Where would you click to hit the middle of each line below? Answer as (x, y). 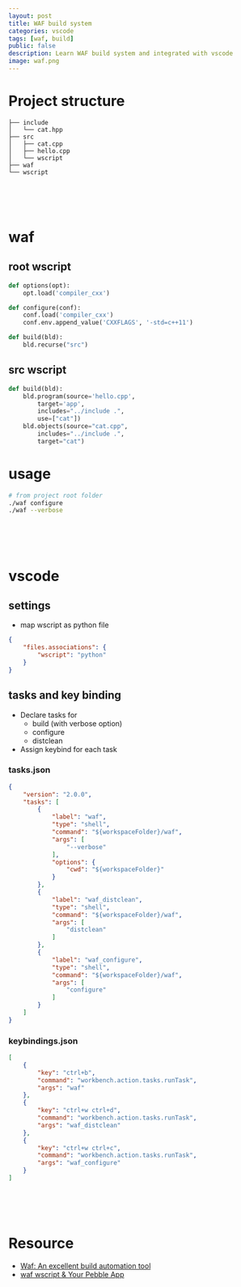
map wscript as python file (64, 625)
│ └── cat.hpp (36, 130)
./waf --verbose (36, 511)
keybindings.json (43, 1041)
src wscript (38, 370)
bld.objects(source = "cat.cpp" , (76, 427)
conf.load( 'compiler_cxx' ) (68, 315)
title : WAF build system (50, 23)
